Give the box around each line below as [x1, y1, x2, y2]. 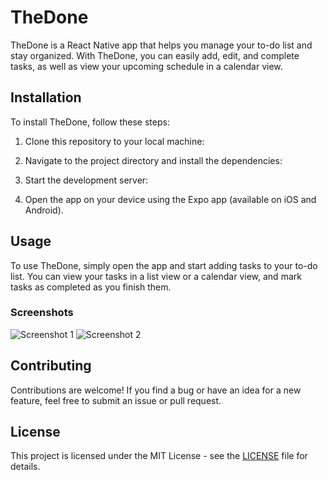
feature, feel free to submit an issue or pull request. [10, 394, 222, 406]
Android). [24, 204, 64, 216]
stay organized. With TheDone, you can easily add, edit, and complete [10, 49, 300, 61]
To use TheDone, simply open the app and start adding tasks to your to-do [10, 259, 318, 271]
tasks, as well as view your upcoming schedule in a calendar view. [10, 60, 283, 72]
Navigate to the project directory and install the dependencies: [24, 154, 283, 166]
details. [10, 461, 41, 473]
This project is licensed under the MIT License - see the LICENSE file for [10, 450, 308, 462]
